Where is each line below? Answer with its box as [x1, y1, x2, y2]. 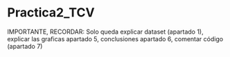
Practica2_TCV [7, 5, 95, 21]
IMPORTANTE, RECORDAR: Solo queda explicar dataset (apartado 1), [7, 27, 204, 36]
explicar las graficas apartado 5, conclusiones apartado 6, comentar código [7, 34, 224, 43]
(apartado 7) [7, 42, 43, 50]
